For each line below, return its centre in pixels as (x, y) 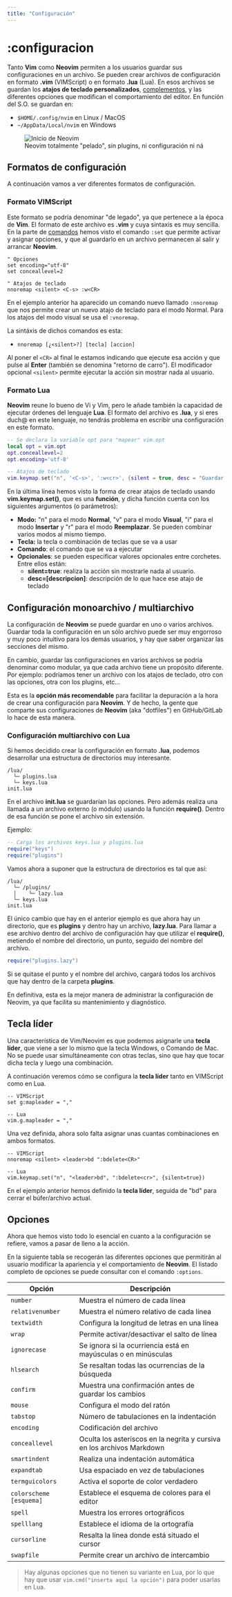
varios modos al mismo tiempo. (62, 534)
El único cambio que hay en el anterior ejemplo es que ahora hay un (104, 918)
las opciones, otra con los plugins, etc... (64, 682)
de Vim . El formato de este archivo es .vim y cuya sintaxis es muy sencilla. (114, 224)
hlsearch (25, 1370)
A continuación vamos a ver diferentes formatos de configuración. (101, 184)
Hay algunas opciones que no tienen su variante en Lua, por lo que (119, 1572)
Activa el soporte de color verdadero (138, 1482)
